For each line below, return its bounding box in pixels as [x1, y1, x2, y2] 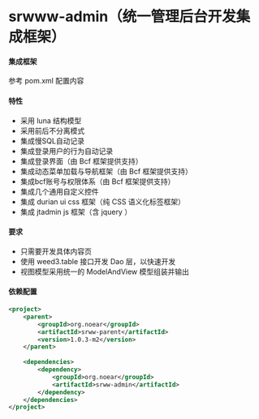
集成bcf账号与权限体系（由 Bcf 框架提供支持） [19, 176, 175, 186]
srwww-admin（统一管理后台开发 [8, 7, 237, 26]
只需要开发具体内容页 [19, 246, 92, 256]
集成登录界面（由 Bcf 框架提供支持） [19, 156, 144, 166]
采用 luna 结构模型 [19, 115, 82, 126]
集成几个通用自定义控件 [19, 186, 99, 196]
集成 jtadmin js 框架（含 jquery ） [19, 207, 132, 216]
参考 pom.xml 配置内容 [8, 76, 84, 86]
